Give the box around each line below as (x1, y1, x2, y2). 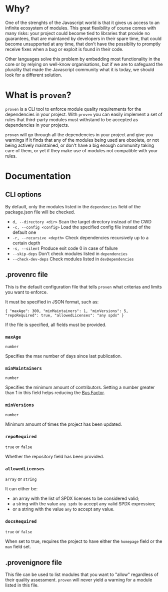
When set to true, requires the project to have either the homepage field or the (5, 538, 162, 544)
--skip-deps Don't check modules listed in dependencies (12, 250, 128, 256)
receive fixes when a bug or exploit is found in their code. (5, 46, 123, 52)
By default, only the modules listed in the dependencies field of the (5, 203, 141, 209)
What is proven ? (5, 90, 71, 101)
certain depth (12, 240, 40, 246)
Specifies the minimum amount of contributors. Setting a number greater (5, 384, 155, 391)
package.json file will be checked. (5, 209, 75, 215)
